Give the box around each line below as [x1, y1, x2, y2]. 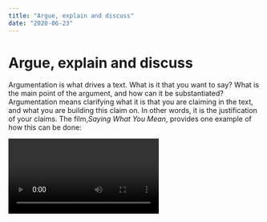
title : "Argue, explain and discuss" [8, 11, 135, 20]
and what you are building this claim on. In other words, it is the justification [8, 106, 258, 115]
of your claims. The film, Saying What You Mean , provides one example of [8, 114, 253, 124]
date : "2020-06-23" [8, 19, 74, 27]
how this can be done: [8, 123, 82, 132]
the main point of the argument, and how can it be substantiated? [8, 89, 225, 99]
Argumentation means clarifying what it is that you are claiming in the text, [8, 97, 254, 107]
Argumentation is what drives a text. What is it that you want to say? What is [8, 80, 259, 90]
